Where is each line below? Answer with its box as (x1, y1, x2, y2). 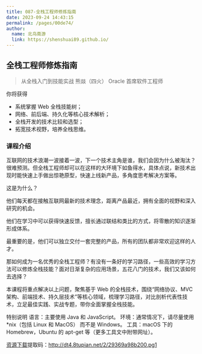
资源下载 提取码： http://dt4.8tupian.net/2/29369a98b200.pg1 (6, 341, 158, 349)
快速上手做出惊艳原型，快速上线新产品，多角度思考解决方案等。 (22, 172, 180, 179)
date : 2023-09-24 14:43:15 (6, 14, 74, 20)
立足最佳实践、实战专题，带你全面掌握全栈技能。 (16, 301, 138, 308)
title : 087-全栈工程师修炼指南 (6, 8, 76, 15)
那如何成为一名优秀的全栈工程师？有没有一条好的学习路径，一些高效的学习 (6, 258, 191, 265)
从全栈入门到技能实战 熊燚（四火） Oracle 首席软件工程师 (20, 77, 164, 85)
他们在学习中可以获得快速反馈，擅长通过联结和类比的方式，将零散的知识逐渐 (6, 217, 196, 225)
